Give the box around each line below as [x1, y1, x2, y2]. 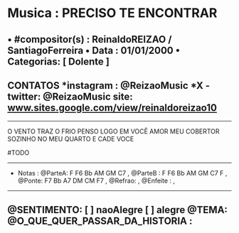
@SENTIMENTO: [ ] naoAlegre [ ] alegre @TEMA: [7, 204, 228, 216]
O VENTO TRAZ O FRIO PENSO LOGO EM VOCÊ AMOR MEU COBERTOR [7, 127, 220, 136]
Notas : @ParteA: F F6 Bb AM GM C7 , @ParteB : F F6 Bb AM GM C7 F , [17, 169, 228, 178]
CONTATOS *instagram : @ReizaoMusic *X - [7, 80, 211, 92]
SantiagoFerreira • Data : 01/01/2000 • [7, 44, 180, 56]
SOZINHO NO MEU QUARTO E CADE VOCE [7, 135, 134, 143]
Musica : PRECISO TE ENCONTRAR [7, 5, 218, 21]
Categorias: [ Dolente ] [7, 55, 110, 67]
